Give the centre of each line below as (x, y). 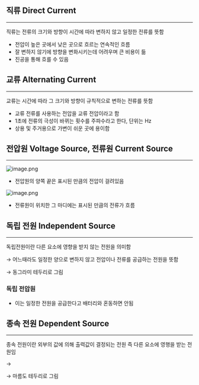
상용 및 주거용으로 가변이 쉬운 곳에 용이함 (62, 128)
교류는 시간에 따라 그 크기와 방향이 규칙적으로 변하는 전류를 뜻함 (80, 100)
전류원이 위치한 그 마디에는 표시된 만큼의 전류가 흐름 (75, 205)
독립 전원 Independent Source (61, 225)
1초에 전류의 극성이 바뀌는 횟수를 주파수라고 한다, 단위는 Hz (83, 121)
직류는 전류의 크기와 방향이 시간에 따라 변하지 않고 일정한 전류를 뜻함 (85, 31)
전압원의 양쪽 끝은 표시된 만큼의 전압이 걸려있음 (69, 181)
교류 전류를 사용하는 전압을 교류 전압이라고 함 (67, 113)
